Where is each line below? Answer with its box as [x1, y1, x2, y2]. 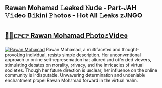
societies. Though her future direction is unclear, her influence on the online [5, 67, 157, 73]
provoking [5, 52, 25, 58]
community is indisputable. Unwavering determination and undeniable [5, 73, 145, 78]
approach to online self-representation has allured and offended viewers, [5, 57, 152, 62]
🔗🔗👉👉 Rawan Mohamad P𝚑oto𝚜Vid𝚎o [5, 31, 128, 40]
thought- [121, 47, 140, 52]
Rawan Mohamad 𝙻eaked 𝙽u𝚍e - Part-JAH [5, 4, 137, 12]
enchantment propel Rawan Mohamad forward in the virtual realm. [5, 77, 138, 83]
